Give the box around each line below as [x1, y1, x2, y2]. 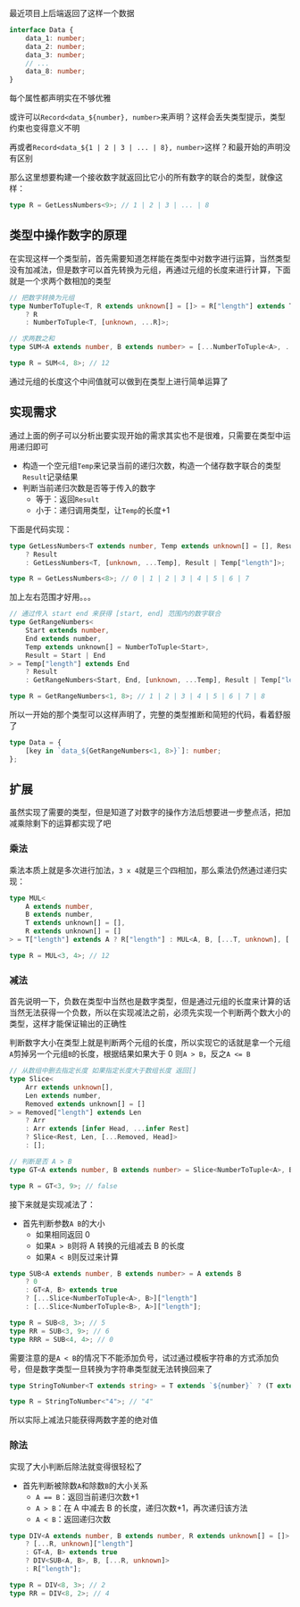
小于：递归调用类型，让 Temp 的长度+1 [35, 504, 171, 515]
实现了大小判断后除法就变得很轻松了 [9, 1461, 143, 1471]
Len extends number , [25, 1091, 102, 1100]
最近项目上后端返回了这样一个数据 [9, 8, 135, 18]
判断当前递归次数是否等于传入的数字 [21, 482, 156, 493]
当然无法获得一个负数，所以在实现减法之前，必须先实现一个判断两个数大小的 [9, 1007, 291, 1018]
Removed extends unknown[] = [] [25, 1099, 146, 1109]
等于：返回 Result [35, 494, 100, 504]
